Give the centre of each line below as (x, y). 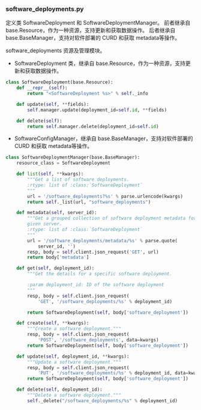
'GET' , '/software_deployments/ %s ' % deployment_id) (105, 301)
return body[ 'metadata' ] (58, 257)
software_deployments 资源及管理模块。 (55, 50)
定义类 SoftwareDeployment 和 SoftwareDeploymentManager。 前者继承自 (98, 23)
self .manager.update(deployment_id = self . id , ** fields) (97, 110)
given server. (45, 224)
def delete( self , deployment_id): (59, 390)
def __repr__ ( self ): (42, 88)
